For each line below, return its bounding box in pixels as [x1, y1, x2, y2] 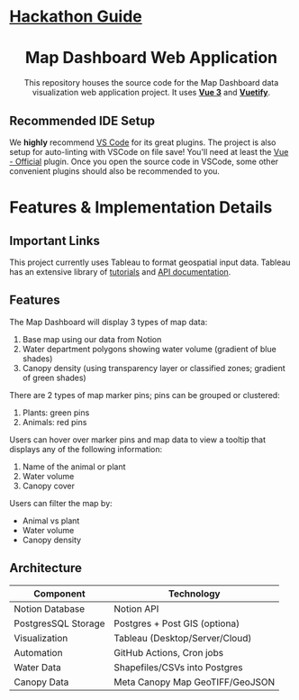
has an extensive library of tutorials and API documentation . [9, 266, 231, 277]
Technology [168, 587, 221, 600]
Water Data [14, 660, 61, 673]
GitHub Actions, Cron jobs [113, 646, 223, 659]
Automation [14, 646, 63, 659]
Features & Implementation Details [9, 197, 273, 218]
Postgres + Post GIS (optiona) [113, 617, 240, 630]
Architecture [9, 560, 83, 576]
